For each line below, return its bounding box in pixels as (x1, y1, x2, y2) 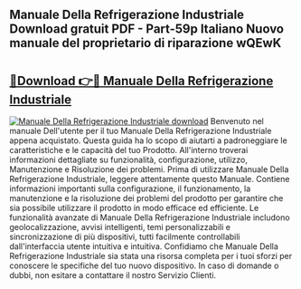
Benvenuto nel (210, 116, 265, 126)
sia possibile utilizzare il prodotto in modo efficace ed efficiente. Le (9, 203, 259, 213)
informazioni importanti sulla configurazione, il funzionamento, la (9, 183, 251, 194)
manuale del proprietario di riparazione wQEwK (9, 35, 282, 51)
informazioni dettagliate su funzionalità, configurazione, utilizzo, (9, 154, 249, 165)
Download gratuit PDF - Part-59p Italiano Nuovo (9, 22, 285, 37)
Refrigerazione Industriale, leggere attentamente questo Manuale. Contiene (9, 174, 290, 184)
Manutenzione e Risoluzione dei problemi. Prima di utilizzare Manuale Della (9, 164, 289, 175)
